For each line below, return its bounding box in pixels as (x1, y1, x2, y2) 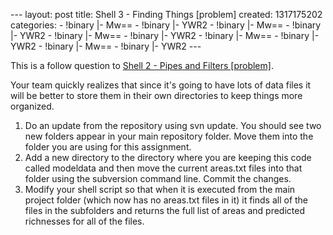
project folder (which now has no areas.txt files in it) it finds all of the (24, 194, 309, 206)
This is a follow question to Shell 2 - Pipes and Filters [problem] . (10, 60, 274, 71)
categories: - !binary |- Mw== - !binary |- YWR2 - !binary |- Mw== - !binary (10, 19, 322, 31)
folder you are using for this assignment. (24, 141, 192, 153)
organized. (10, 100, 55, 112)
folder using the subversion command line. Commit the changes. (24, 173, 292, 184)
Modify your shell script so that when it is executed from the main (24, 184, 296, 195)
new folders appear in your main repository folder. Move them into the (24, 130, 314, 142)
